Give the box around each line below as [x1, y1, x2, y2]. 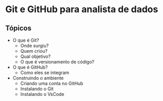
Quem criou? [20, 48, 48, 54]
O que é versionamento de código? [20, 59, 95, 64]
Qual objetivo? [20, 53, 51, 59]
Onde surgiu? [20, 43, 49, 49]
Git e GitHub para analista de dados [5, 4, 158, 15]
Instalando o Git [20, 86, 54, 92]
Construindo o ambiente [12, 75, 64, 81]
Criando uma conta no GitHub [20, 80, 83, 86]
